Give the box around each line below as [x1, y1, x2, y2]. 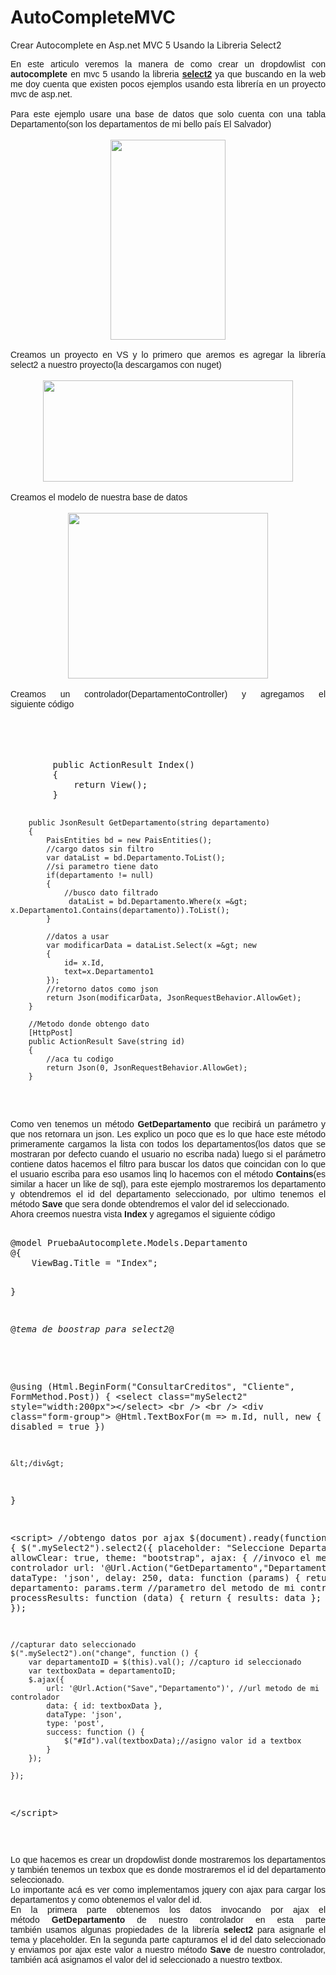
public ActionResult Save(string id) [28, 1036, 186, 1046]
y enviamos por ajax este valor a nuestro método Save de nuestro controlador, [10, 1944, 326, 1955]
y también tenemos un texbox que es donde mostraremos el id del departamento [10, 1864, 326, 1875]
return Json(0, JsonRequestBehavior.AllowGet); [46, 1062, 248, 1073]
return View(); [73, 779, 148, 790]
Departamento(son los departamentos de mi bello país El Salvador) [10, 118, 272, 130]
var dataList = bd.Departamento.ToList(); [46, 852, 226, 863]
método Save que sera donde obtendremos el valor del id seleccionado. [10, 1198, 290, 1210]
